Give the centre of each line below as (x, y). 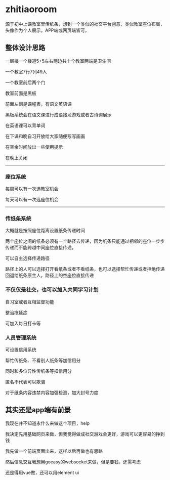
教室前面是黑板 (21, 93)
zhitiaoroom (31, 9)
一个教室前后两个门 (25, 82)
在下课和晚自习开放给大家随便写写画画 (45, 136)
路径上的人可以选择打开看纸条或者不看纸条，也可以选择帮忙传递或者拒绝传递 (85, 269)
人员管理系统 (21, 337)
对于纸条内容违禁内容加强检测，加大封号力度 (52, 392)
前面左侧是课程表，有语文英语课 (38, 104)
